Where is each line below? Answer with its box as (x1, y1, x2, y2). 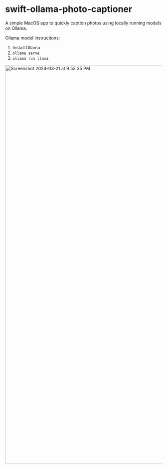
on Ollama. (5, 25, 27, 31)
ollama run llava (12, 56, 49, 61)
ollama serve (12, 51, 40, 56)
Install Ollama (12, 44, 40, 50)
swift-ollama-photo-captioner (5, 3, 133, 15)
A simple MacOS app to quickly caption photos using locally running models (5, 20, 162, 26)
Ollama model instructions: (5, 35, 60, 41)
